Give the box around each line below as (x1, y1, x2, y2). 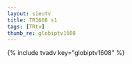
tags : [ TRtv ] (7, 23, 45, 30)
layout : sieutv (7, 10, 51, 17)
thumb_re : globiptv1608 (7, 29, 76, 37)
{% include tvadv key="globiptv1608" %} (7, 49, 125, 57)
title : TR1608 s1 (7, 17, 58, 24)
